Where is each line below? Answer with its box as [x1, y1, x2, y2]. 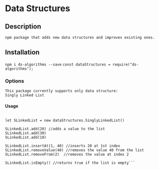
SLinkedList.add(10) [5, 135, 47, 140]
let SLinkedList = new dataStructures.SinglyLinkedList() [5, 118, 125, 123]
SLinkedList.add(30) [5, 131, 47, 136]
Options [5, 77, 24, 84]
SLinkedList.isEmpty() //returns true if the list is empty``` [5, 161, 136, 166]
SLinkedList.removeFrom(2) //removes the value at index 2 [5, 152, 129, 157]
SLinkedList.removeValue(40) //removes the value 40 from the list [5, 148, 144, 153]
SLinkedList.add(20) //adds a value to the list [5, 127, 105, 132]
